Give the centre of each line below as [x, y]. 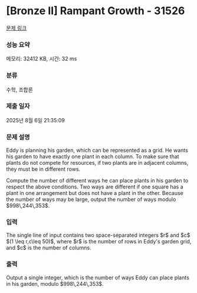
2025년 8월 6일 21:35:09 [35, 120]
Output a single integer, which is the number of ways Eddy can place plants [98, 277]
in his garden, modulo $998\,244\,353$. [55, 284]
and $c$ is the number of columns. [49, 248]
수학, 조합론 [20, 89]
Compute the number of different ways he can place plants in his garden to [97, 181]
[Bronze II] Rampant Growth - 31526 [96, 11]
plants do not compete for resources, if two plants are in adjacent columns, [97, 163]
